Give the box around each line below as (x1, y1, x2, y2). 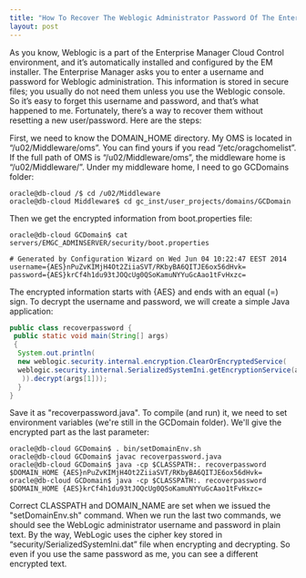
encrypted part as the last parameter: (9, 427, 150, 438)
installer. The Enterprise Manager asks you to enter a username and (9, 66, 264, 77)
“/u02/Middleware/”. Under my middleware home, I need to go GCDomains (9, 161, 290, 172)
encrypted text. (9, 558, 67, 570)
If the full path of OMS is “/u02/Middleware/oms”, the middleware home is (9, 151, 286, 162)
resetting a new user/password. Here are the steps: (9, 115, 202, 126)
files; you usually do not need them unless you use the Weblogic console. (9, 86, 286, 97)
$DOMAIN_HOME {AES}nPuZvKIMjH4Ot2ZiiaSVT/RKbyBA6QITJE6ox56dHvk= (9, 469, 262, 478)
